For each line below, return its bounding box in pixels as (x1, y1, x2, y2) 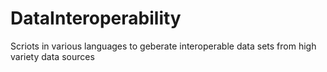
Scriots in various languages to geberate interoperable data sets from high (10, 40, 317, 52)
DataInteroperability (10, 7, 182, 30)
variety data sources (10, 50, 95, 62)
